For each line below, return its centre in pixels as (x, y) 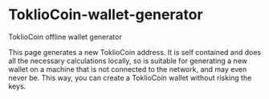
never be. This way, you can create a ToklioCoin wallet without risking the (130, 77)
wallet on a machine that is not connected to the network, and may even (128, 69)
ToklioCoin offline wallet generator (65, 37)
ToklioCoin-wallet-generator (106, 15)
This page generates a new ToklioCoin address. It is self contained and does (135, 52)
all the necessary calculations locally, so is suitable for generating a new (128, 61)
